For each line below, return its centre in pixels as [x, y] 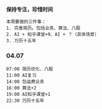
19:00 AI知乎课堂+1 [28, 95]
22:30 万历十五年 [25, 101]
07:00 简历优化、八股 [30, 69]
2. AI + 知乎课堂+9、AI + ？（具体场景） [53, 35]
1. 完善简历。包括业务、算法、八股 [43, 28]
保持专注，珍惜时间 [30, 9]
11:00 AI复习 [21, 76]
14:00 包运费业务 [25, 82]
